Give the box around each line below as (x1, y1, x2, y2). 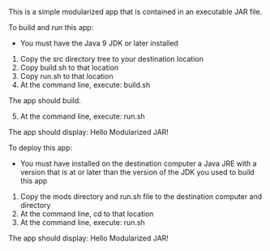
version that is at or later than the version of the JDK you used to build (19, 167, 255, 177)
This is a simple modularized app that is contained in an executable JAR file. (8, 7, 263, 16)
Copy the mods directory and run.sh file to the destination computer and (19, 192, 263, 201)
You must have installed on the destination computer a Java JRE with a (19, 158, 257, 168)
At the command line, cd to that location (19, 209, 154, 219)
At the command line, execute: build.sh (19, 80, 151, 89)
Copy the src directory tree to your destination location (19, 54, 204, 63)
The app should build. (8, 96, 81, 105)
